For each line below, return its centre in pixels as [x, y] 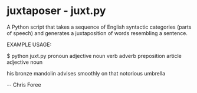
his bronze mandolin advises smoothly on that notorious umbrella [86, 73]
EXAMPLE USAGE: [29, 44]
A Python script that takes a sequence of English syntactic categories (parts [99, 27]
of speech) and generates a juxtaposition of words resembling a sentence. [97, 33]
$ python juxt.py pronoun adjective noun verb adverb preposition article [94, 56]
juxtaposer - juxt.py [56, 11]
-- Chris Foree [24, 85]
